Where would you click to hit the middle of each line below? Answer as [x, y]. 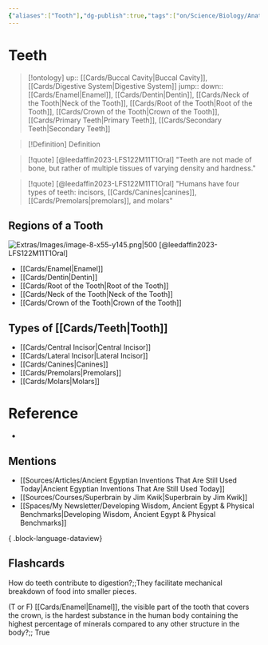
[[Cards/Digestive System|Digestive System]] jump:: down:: [125, 86]
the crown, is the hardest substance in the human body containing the [123, 615]
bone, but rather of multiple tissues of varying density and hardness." [142, 168]
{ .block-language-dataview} [55, 538]
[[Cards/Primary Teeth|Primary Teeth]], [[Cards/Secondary [124, 120]
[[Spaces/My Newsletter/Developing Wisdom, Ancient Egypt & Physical [137, 506]
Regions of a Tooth [56, 225]
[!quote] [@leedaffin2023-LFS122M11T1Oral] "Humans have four [134, 183]
